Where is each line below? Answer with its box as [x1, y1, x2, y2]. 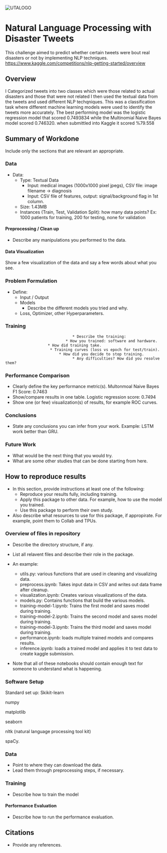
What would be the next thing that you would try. [12, 452, 113, 458]
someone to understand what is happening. [12, 665, 102, 671]
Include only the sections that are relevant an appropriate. [5, 148, 124, 154]
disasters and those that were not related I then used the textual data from [5, 93, 158, 99]
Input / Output [19, 294, 49, 300]
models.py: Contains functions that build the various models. [19, 597, 145, 603]
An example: [12, 561, 38, 567]
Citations [5, 828, 34, 837]
